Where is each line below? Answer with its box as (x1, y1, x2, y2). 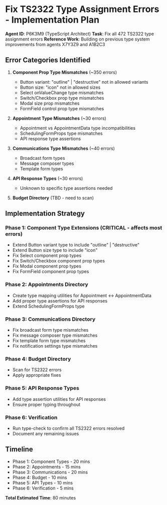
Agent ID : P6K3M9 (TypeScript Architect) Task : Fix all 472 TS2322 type (5, 31, 154, 37)
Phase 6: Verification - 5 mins (12, 485, 74, 491)
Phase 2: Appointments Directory (5, 281, 89, 288)
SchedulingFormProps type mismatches (20, 130, 103, 136)
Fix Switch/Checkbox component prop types (12, 258, 105, 264)
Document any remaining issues (12, 430, 79, 436)
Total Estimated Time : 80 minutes (5, 494, 76, 500)
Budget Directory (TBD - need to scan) (12, 194, 94, 201)
